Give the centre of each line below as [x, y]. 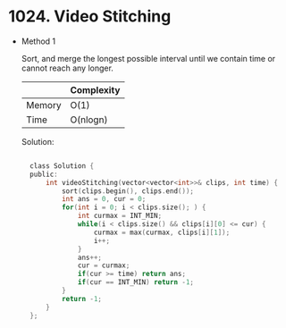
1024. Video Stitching [90, 17]
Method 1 [38, 41]
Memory [43, 105]
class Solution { [62, 166]
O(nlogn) [89, 120]
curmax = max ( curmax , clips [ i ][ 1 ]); [162, 232]
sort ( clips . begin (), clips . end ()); [127, 191]
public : [44, 174]
